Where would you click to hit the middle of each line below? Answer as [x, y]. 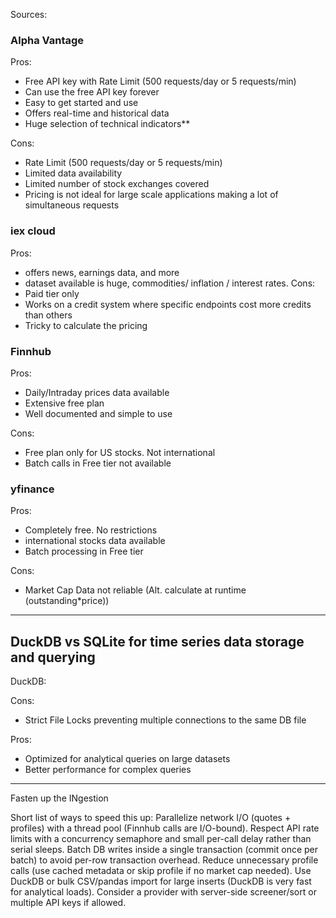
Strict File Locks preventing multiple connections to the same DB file [165, 720]
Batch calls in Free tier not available [98, 463]
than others [48, 315]
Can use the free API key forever [92, 92]
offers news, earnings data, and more [102, 272]
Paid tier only [52, 293]
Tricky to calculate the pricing [86, 325]
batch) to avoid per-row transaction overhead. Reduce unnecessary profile [164, 860]
